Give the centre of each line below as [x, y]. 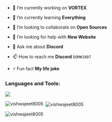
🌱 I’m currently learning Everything [49, 17]
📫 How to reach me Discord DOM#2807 [52, 57]
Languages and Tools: [33, 83]
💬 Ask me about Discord [38, 47]
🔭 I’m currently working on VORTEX [49, 8]
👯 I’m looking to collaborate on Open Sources [60, 27]
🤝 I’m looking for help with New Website [54, 37]
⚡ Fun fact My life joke [36, 69]
